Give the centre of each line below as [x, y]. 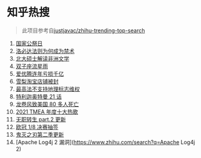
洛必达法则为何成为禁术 [45, 51]
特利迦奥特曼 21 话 [39, 96]
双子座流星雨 [32, 66]
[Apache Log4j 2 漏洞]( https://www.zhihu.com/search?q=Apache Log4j [105, 142]
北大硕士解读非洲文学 [42, 58]
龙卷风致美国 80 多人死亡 [47, 104]
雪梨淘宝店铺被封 [37, 81]
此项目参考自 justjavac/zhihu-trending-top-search [83, 30]
